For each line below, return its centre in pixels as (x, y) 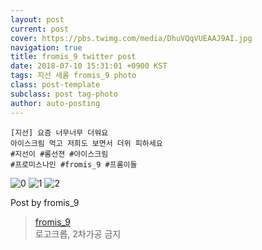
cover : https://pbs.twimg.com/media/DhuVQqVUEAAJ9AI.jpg (131, 38)
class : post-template (55, 85)
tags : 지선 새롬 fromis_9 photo (73, 76)
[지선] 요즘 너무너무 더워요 (59, 132)
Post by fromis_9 (45, 202)
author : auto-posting (55, 103)
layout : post (37, 19)
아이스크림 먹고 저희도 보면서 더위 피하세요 (86, 143)
